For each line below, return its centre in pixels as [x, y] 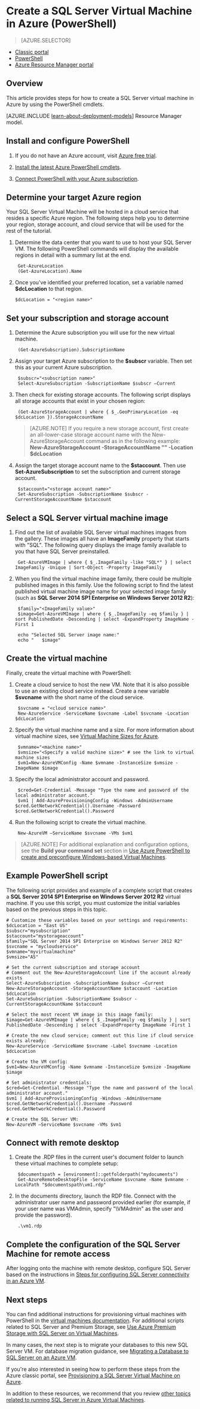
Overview [25, 83]
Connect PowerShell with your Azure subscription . [77, 178]
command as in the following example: [133, 441]
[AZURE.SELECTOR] [46, 40]
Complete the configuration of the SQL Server [93, 1244]
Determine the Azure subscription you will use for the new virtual [95, 333]
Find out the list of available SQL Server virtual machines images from [101, 532]
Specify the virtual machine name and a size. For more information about [104, 730]
